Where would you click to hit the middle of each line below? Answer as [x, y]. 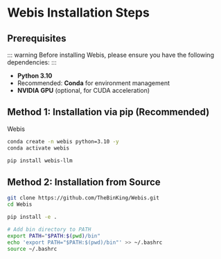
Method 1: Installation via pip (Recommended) [108, 112]
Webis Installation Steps [79, 13]
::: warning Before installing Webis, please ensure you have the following [111, 55]
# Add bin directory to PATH [49, 229]
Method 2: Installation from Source [84, 182]
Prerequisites [37, 38]
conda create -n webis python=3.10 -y [63, 141]
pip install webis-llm [40, 161]
